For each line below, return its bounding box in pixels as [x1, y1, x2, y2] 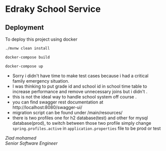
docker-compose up [5, 63, 43, 69]
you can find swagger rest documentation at [12, 99, 103, 105]
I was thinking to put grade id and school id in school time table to [12, 83, 148, 89]
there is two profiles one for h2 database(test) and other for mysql [12, 115, 148, 121]
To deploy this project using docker [5, 36, 78, 42]
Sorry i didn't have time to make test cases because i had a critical [12, 73, 149, 79]
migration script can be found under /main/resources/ [12, 109, 123, 115]
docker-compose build [5, 54, 50, 60]
